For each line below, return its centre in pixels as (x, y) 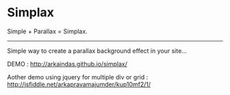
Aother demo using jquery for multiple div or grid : (78, 77)
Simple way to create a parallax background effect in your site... (97, 51)
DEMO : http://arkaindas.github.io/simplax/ (67, 64)
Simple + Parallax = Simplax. (47, 31)
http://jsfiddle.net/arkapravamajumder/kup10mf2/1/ (79, 84)
